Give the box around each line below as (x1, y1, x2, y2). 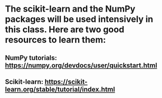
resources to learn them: (5, 34, 106, 46)
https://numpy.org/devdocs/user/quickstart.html (5, 61, 157, 69)
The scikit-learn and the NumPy (5, 3, 135, 15)
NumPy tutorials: (5, 53, 57, 62)
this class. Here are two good (5, 24, 125, 35)
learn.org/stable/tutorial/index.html (5, 85, 115, 93)
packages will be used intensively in (5, 14, 153, 25)
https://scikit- (44, 78, 88, 86)
